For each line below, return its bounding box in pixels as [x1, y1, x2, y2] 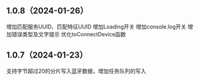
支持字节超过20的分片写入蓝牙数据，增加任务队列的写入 [6, 67, 147, 75]
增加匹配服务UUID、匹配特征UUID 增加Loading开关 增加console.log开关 [6, 23, 187, 30]
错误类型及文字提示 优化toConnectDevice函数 [11, 30, 127, 38]
